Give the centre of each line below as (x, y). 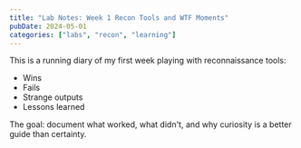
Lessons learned (53, 107)
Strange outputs (53, 97)
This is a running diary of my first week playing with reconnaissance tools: (148, 61)
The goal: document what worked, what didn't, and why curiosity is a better (150, 124)
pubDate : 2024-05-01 (49, 26)
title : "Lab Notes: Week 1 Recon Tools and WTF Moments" (119, 18)
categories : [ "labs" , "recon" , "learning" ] (93, 35)
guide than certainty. (48, 134)
